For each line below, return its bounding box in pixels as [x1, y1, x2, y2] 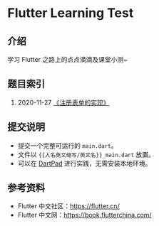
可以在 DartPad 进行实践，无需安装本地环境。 [17, 158, 152, 168]
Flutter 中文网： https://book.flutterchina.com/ [17, 211, 152, 220]
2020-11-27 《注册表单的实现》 [17, 98, 110, 107]
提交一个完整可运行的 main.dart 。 [17, 141, 118, 150]
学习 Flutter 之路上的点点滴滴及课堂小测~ [7, 55, 128, 63]
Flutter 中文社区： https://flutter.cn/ [17, 202, 120, 210]
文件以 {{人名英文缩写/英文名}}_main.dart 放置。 [17, 150, 155, 158]
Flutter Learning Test [7, 5, 134, 21]
